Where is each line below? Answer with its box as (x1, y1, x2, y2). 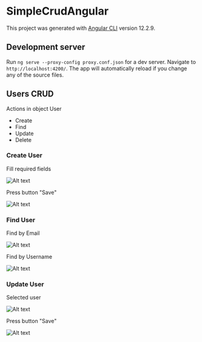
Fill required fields (6, 165, 52, 172)
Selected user (6, 294, 41, 301)
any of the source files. (6, 71, 64, 79)
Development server (6, 42, 86, 52)
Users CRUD (6, 89, 54, 99)
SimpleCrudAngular (6, 4, 109, 18)
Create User (6, 151, 42, 159)
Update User (6, 280, 44, 288)
